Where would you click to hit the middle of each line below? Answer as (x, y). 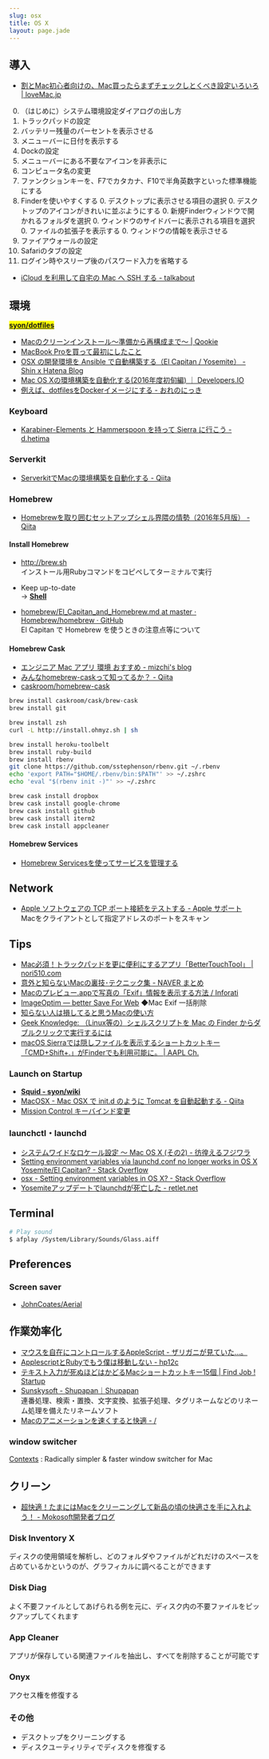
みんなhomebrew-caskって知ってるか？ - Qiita (97, 677)
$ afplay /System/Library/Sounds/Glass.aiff (84, 1239)
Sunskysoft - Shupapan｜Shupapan (79, 1390)
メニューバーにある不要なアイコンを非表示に (94, 161)
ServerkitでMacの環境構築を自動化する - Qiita (96, 478)
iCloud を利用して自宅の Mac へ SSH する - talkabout (107, 278)
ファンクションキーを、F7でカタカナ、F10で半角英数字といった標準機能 (139, 181)
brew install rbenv (42, 760)
